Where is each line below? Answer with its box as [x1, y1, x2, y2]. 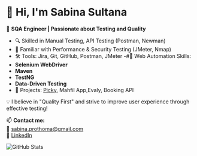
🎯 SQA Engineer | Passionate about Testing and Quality [6, 25, 146, 32]
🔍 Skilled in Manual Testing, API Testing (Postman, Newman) [14, 37, 166, 44]
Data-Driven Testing [14, 80, 67, 87]
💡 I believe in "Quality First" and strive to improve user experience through [6, 98, 190, 105]
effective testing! [6, 105, 48, 112]
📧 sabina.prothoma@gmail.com [6, 125, 84, 132]
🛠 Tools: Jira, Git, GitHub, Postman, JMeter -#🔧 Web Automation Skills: [14, 52, 192, 59]
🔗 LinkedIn [6, 131, 32, 139]
